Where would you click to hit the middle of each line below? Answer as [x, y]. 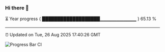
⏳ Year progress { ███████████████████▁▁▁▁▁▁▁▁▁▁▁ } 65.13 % [81, 19]
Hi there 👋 [17, 8]
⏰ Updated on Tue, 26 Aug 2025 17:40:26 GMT [53, 35]
